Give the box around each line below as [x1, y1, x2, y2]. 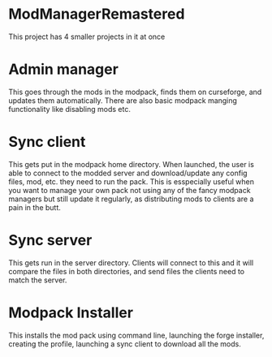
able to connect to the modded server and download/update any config [8, 168, 248, 178]
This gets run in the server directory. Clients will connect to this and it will [8, 257, 254, 268]
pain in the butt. [8, 202, 61, 212]
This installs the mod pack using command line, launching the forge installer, [8, 330, 265, 340]
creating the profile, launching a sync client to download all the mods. [8, 338, 241, 349]
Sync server [8, 231, 93, 249]
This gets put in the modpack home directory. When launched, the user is [8, 159, 254, 169]
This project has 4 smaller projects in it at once [8, 32, 166, 41]
